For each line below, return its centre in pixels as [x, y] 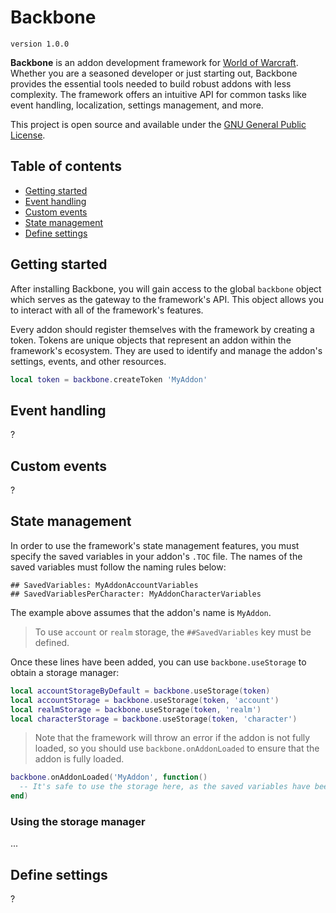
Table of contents [66, 166]
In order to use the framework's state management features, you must [155, 545]
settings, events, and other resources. [88, 361]
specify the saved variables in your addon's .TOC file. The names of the [156, 556]
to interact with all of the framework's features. [107, 310]
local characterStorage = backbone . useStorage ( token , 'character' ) [154, 719]
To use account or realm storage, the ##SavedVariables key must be [173, 632]
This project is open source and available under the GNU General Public [158, 124]
